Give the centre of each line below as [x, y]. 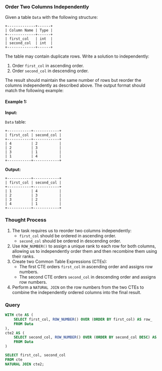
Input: [11, 112]
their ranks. [23, 256]
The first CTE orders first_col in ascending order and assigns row [86, 266]
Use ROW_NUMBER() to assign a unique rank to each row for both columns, [84, 246]
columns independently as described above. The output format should [75, 85]
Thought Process [26, 220]
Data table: [16, 122]
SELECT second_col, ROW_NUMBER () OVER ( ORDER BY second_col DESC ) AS [85, 338]
